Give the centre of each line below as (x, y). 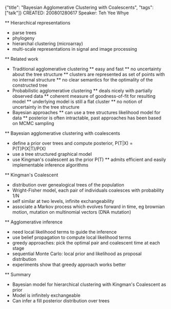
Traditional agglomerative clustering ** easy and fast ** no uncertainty (87, 69)
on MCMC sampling (33, 123)
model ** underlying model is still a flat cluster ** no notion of (77, 101)
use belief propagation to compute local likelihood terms (72, 237)
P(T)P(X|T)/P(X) (29, 149)
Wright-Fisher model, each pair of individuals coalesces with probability (88, 190)
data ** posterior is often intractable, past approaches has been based (87, 118)
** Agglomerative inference (34, 222)
